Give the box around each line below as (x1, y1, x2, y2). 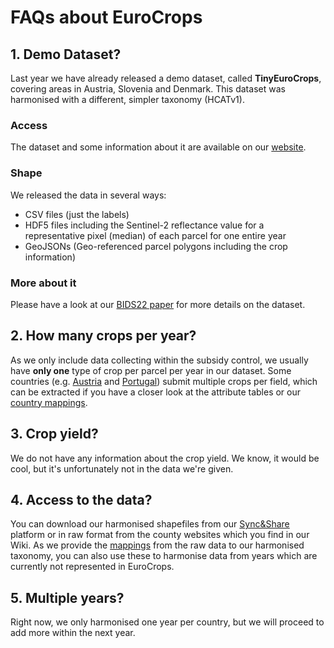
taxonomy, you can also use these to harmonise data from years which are (10, 550, 318, 562)
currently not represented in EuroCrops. (10, 561, 175, 573)
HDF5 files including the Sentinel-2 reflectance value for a (24, 219, 265, 231)
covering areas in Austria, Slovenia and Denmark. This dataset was (10, 83, 286, 95)
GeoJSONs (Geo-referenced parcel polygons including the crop (24, 240, 288, 252)
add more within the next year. (10, 627, 136, 639)
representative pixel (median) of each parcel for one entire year (24, 229, 287, 241)
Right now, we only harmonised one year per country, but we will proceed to (10, 616, 325, 628)
